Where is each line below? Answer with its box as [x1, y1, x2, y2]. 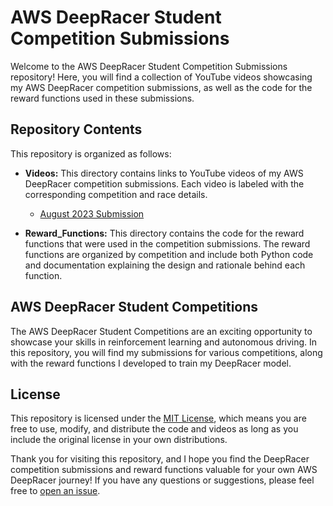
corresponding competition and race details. [24, 188, 208, 200]
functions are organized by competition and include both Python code [24, 248, 314, 260]
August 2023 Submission [39, 207, 145, 220]
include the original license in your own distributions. [10, 434, 228, 446]
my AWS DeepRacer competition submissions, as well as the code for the [10, 81, 313, 93]
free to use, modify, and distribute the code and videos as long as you [10, 423, 299, 435]
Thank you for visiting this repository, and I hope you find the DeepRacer [10, 453, 310, 465]
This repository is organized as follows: [10, 147, 172, 160]
